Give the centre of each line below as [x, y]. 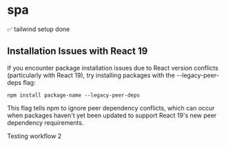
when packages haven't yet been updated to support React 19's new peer [112, 115]
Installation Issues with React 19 [78, 51]
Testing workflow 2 [34, 136]
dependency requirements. [45, 122]
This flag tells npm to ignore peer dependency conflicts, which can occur [111, 108]
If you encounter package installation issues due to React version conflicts [113, 68]
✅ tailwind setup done [39, 29]
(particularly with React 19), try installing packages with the [91, 75]
